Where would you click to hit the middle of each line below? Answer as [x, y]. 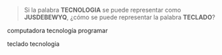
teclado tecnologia [33, 44]
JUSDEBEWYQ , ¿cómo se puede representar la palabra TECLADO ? [119, 17]
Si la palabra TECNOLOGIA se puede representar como [102, 10]
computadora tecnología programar [58, 31]
